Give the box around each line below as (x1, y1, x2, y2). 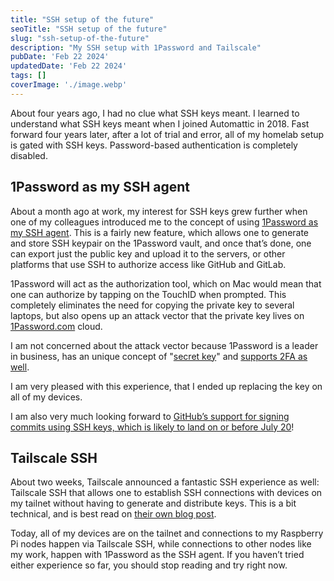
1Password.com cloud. (10, 320, 103, 332)
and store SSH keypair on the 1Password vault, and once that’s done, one (10, 237, 312, 249)
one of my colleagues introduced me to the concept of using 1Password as (10, 216, 319, 228)
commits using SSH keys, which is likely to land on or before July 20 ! (10, 421, 295, 433)
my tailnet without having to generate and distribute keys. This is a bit (10, 497, 297, 510)
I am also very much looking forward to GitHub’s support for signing (10, 410, 290, 422)
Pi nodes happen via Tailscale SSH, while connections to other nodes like (10, 538, 312, 550)
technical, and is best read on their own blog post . (10, 508, 217, 520)
